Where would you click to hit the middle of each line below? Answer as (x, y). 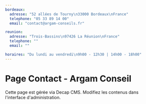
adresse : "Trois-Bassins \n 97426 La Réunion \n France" (65, 37)
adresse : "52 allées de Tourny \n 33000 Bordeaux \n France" (69, 14)
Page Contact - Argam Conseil (68, 78)
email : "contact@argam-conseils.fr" (47, 23)
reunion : (14, 32)
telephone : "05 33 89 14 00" (39, 19)
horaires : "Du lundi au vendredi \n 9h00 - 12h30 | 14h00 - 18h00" (73, 54)
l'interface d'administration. (33, 97)
